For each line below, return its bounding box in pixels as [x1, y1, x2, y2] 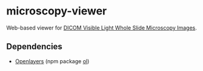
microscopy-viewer [6, 4, 107, 18]
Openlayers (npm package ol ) [15, 57, 90, 64]
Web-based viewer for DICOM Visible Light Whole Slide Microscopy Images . [6, 24, 197, 31]
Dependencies [6, 42, 62, 52]
